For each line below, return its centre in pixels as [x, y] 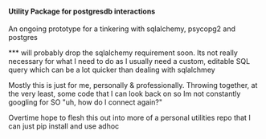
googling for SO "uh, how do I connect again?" [86, 102]
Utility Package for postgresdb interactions [82, 11]
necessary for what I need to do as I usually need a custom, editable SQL [129, 62]
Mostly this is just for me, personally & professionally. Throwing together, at [133, 85]
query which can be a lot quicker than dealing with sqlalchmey [112, 70]
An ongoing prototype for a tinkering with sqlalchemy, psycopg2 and [122, 29]
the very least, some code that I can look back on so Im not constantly [125, 94]
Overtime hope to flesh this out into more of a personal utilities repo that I [129, 118]
